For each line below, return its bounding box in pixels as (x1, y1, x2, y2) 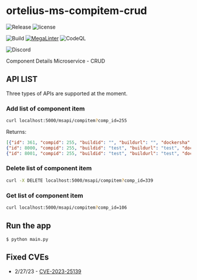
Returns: (6, 128, 27, 135)
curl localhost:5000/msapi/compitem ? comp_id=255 (6, 118, 127, 124)
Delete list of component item (6, 164, 92, 172)
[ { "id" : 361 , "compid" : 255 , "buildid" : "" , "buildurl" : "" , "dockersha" (6, 139, 191, 146)
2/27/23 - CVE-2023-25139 (14, 268, 82, 275)
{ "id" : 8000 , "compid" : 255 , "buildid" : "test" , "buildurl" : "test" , (6, 145, 180, 151)
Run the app (6, 221, 51, 231)
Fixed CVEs (6, 253, 49, 262)
